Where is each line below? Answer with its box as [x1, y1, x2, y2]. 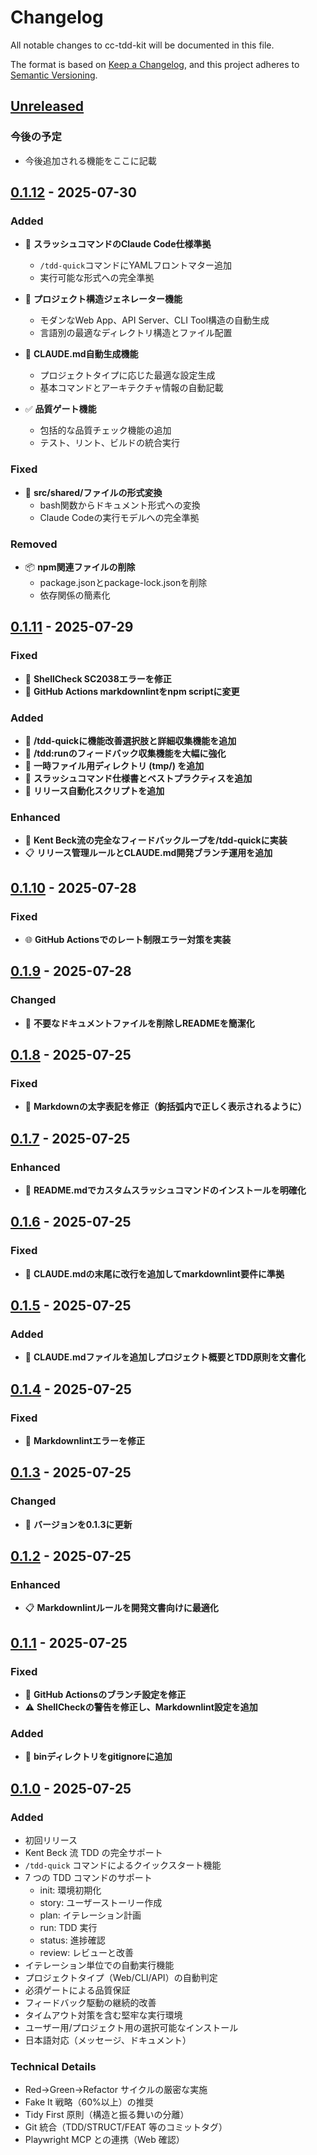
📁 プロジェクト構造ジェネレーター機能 [24, 293, 183, 305]
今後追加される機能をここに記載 [24, 154, 157, 166]
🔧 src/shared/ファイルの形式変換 [24, 486, 163, 498]
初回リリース [24, 1834, 78, 1846]
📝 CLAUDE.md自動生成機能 [24, 348, 139, 360]
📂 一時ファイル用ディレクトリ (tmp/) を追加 [24, 759, 205, 771]
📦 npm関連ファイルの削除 [24, 561, 136, 573]
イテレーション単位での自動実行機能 [24, 1959, 175, 1971]
